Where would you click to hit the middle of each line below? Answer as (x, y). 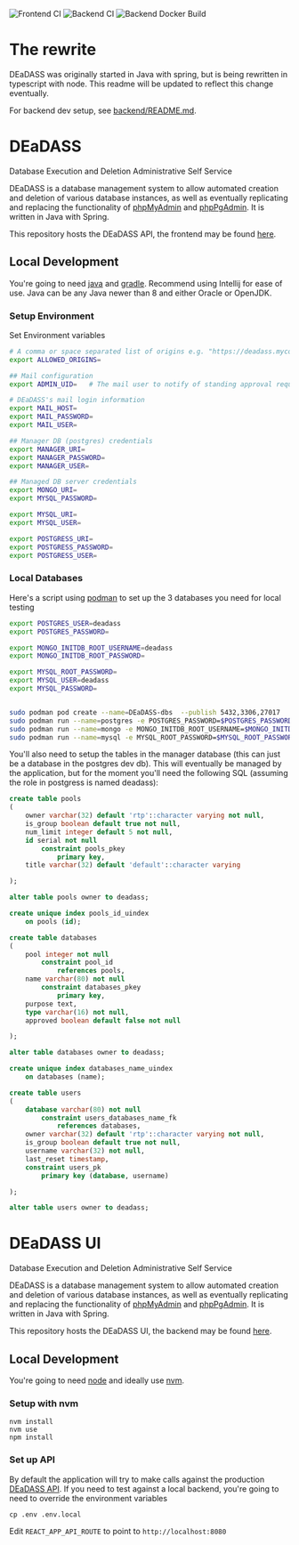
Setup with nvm (44, 1403)
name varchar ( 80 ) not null (75, 979)
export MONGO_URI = (43, 490)
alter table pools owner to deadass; (79, 898)
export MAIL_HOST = (43, 408)
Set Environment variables (57, 335)
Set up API (32, 1460)
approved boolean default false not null (103, 1020)
